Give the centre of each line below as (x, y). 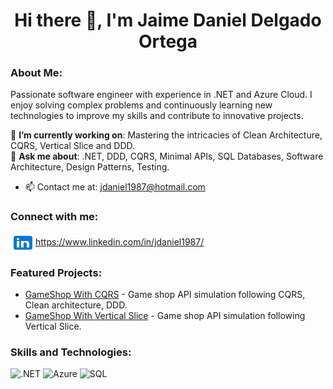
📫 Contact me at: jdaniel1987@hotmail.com (115, 187)
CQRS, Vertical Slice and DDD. (73, 146)
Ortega (168, 41)
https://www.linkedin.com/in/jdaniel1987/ (120, 241)
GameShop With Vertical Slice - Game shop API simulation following (165, 316)
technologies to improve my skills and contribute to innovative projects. (157, 116)
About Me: (36, 73)
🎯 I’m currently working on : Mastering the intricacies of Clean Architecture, (166, 135)
